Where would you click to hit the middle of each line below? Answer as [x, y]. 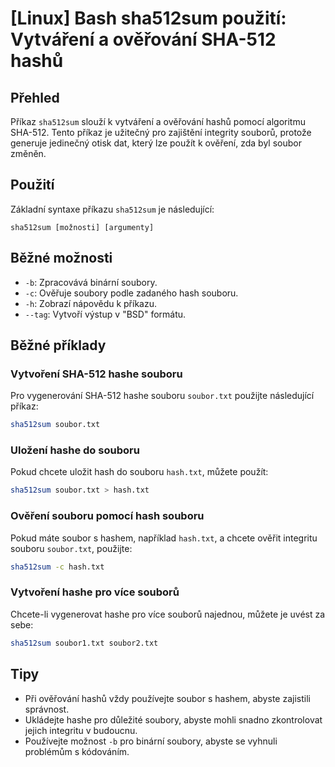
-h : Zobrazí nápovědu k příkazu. [91, 303]
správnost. [47, 709]
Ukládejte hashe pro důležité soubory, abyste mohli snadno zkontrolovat [173, 719]
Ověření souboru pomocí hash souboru [107, 516]
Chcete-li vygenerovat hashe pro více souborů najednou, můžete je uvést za [168, 614]
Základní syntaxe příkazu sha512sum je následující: [112, 209]
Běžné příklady [58, 345]
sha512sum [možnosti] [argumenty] [82, 227]
